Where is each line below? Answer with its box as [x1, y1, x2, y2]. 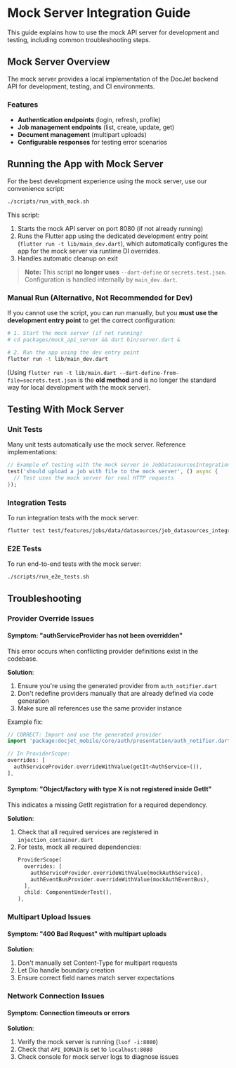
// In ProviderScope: [7, 750, 71, 758]
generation [17, 697, 49, 705]
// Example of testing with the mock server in [7, 461, 150, 468]
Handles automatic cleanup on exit [17, 254, 118, 263]
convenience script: [7, 184, 65, 192]
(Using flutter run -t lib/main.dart [7, 368, 117, 376]
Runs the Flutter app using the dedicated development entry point [17, 232, 209, 240]
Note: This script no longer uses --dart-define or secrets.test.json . [24, 268, 227, 276]
